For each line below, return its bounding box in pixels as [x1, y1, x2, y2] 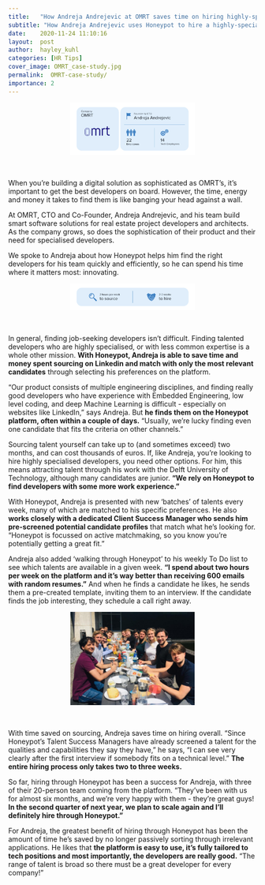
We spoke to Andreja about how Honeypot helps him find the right [8, 251, 223, 261]
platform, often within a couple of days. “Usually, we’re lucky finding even [8, 415, 252, 426]
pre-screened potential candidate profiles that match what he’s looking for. [8, 522, 256, 531]
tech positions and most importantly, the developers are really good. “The [8, 851, 256, 861]
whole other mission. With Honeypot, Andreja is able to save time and [8, 350, 239, 359]
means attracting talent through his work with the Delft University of [8, 464, 229, 474]
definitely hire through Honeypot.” [8, 811, 124, 820]
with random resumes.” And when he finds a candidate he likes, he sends [8, 579, 250, 588]
